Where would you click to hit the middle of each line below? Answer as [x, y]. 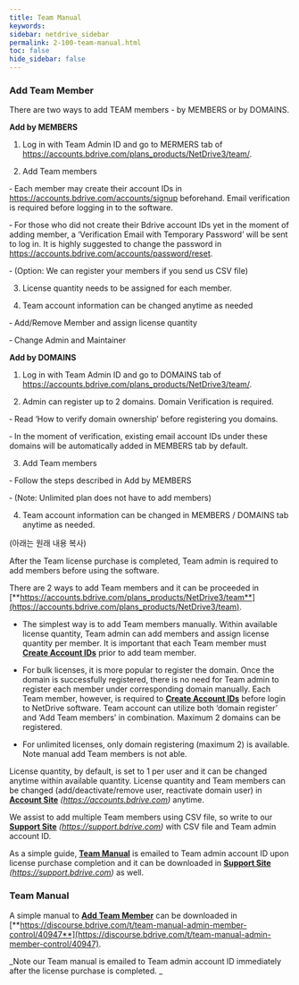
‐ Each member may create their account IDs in [96, 189]
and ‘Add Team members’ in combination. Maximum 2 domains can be [151, 718]
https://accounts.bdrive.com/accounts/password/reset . [111, 254]
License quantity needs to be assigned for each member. [127, 288]
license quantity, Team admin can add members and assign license [145, 634]
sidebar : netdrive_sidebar [59, 34]
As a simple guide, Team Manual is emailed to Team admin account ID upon [149, 853]
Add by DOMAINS [43, 358]
